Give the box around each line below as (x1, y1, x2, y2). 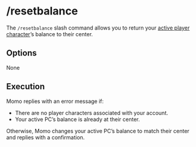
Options (6, 48, 37, 58)
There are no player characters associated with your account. (14, 109, 169, 116)
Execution (6, 81, 45, 92)
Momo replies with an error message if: (6, 98, 104, 105)
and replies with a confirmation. (6, 134, 85, 141)
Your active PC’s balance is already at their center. (14, 116, 140, 123)
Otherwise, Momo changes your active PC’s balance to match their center (6, 127, 190, 134)
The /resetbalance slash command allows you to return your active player (6, 24, 190, 31)
